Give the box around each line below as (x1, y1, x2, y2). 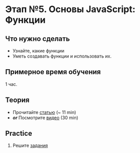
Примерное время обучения (5, 68, 101, 76)
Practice (5, 129, 32, 138)
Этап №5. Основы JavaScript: (5, 4, 135, 15)
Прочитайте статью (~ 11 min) (12, 109, 76, 115)
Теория (5, 96, 30, 105)
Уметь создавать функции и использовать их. (12, 53, 112, 59)
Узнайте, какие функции (12, 48, 65, 54)
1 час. (5, 81, 18, 87)
